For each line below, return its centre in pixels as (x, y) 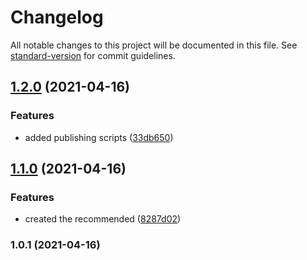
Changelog (57, 17)
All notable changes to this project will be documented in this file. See (154, 45)
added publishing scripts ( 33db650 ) (99, 137)
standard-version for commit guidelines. (93, 55)
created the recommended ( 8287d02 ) (103, 219)
